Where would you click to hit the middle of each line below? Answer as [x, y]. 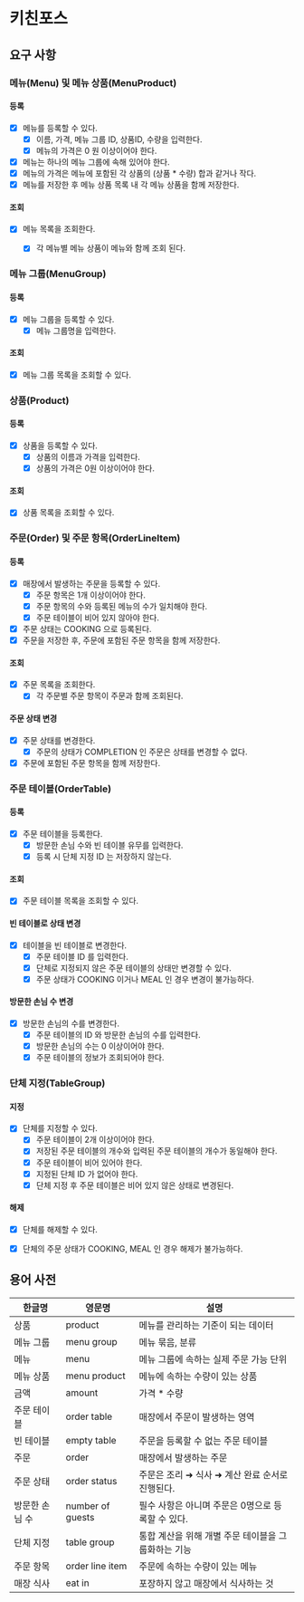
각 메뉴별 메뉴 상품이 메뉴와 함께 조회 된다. [111, 248]
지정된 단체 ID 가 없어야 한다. [87, 1174]
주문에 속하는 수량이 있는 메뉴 [198, 1566]
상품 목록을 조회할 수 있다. [68, 513]
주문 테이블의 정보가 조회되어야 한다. [100, 1058]
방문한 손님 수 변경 [42, 1002]
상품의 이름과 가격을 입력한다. [88, 457]
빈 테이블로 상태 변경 [45, 923]
